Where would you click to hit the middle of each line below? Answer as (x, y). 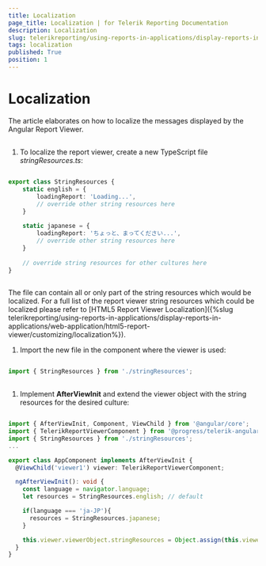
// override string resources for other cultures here (115, 263)
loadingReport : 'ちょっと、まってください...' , (109, 234)
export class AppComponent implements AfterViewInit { (101, 460)
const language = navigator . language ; (86, 489)
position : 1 (28, 60)
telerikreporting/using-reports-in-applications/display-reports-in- (115, 318)
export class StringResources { (61, 182)
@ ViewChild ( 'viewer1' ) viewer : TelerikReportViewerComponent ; (120, 468)
